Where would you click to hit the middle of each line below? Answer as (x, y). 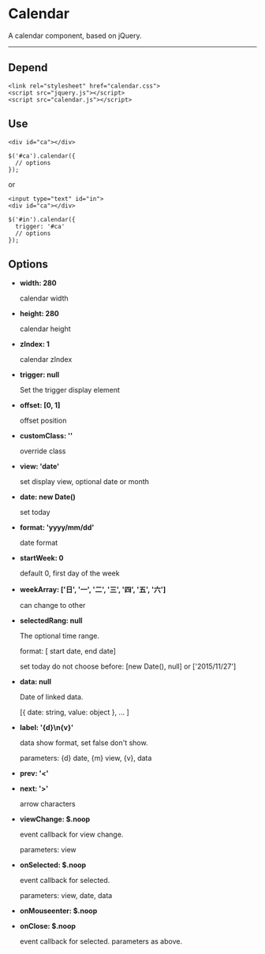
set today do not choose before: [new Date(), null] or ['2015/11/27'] (128, 666)
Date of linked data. (51, 697)
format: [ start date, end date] (68, 651)
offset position (43, 421)
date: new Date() (48, 497)
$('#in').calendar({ (42, 219)
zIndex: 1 (34, 345)
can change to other (52, 606)
